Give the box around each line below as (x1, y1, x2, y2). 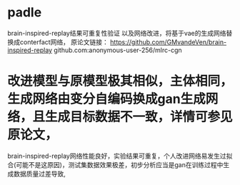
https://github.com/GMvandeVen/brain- (110, 37, 227, 46)
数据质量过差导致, (13, 169, 66, 178)
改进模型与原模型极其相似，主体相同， (7, 73, 234, 89)
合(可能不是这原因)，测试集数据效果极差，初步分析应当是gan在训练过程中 (7, 160, 224, 169)
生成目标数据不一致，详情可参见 (45, 109, 234, 125)
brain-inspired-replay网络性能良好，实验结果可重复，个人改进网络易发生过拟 (7, 151, 233, 160)
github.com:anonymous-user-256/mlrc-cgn (53, 46, 182, 54)
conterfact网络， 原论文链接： (19, 37, 109, 46)
